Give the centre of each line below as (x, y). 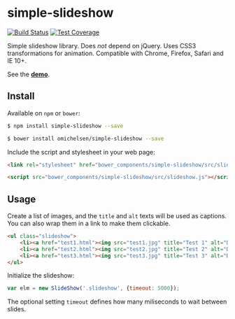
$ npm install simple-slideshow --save (65, 126)
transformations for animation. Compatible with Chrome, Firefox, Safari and (115, 53)
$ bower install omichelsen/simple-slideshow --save (86, 139)
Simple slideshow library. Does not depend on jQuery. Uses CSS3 (102, 45)
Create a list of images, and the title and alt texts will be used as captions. (117, 216)
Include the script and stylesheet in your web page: (81, 152)
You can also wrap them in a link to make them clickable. (89, 224)
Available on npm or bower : (44, 113)
